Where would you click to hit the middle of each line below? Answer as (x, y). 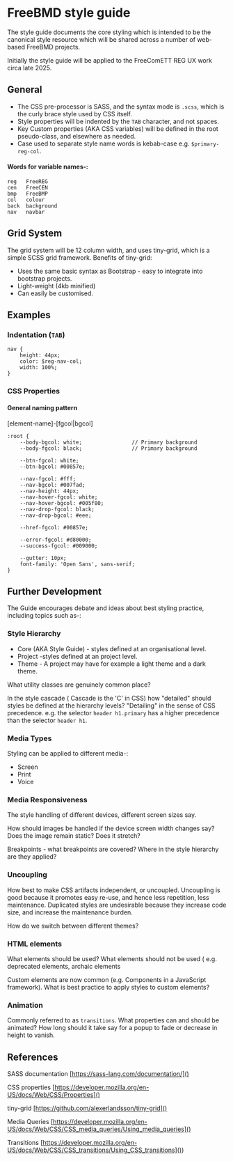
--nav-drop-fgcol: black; (57, 509)
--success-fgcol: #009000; (59, 546)
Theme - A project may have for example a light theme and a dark (112, 664)
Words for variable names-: (48, 167)
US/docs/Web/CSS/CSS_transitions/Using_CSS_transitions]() (95, 1150)
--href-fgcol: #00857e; (54, 527)
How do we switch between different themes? (73, 926)
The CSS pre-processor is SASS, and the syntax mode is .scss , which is (121, 107)
